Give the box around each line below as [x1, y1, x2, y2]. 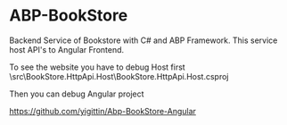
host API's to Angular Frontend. [9, 44, 125, 54]
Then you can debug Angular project [9, 88, 144, 99]
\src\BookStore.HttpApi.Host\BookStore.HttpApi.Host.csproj [9, 71, 229, 81]
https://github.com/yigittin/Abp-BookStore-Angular [9, 105, 196, 116]
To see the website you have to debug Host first [9, 62, 185, 72]
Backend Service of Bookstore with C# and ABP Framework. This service [9, 35, 278, 46]
